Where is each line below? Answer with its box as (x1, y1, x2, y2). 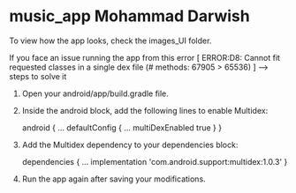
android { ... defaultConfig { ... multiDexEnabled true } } (21, 122, 223, 133)
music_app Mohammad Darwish (9, 6, 250, 26)
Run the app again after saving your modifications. (21, 174, 206, 184)
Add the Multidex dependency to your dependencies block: (21, 139, 239, 150)
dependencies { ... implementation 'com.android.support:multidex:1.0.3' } (21, 156, 288, 167)
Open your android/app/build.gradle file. (21, 88, 170, 99)
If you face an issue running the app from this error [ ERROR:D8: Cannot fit (9, 52, 281, 63)
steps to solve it (9, 71, 67, 81)
